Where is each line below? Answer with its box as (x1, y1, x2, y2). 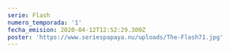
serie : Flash (7, 11, 51, 19)
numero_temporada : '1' (7, 19, 82, 26)
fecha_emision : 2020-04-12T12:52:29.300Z (7, 26, 146, 34)
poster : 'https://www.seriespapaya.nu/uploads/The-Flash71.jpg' (7, 33, 224, 41)
